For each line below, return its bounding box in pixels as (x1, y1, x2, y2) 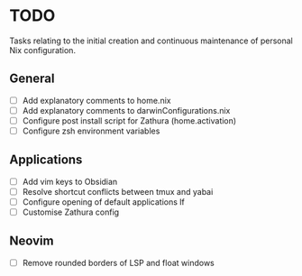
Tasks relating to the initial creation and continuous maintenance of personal (9, 35, 293, 46)
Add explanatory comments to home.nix (22, 95, 171, 106)
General (9, 71, 56, 87)
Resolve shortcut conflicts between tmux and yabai (22, 186, 214, 197)
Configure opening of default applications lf (22, 196, 185, 207)
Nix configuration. (9, 44, 77, 55)
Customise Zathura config (22, 207, 120, 217)
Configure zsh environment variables (22, 125, 160, 136)
